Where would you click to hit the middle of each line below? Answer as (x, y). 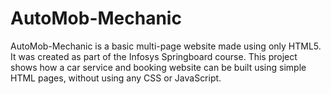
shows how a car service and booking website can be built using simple (158, 67)
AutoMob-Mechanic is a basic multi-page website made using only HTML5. (166, 46)
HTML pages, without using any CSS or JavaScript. (116, 78)
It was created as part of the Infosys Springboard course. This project (154, 56)
